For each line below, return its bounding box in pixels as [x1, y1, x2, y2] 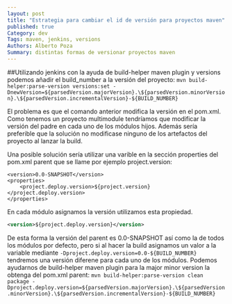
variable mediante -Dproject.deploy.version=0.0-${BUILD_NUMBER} [7, 248, 197, 257]
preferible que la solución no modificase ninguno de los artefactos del [7, 129, 208, 138]
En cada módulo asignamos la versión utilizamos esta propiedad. [7, 207, 193, 216]
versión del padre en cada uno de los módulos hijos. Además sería [7, 122, 198, 130]
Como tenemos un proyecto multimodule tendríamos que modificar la [7, 114, 206, 122]
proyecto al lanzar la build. [7, 136, 83, 145]
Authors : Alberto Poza [7, 42, 73, 49]
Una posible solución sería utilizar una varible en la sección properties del [7, 150, 219, 159]
